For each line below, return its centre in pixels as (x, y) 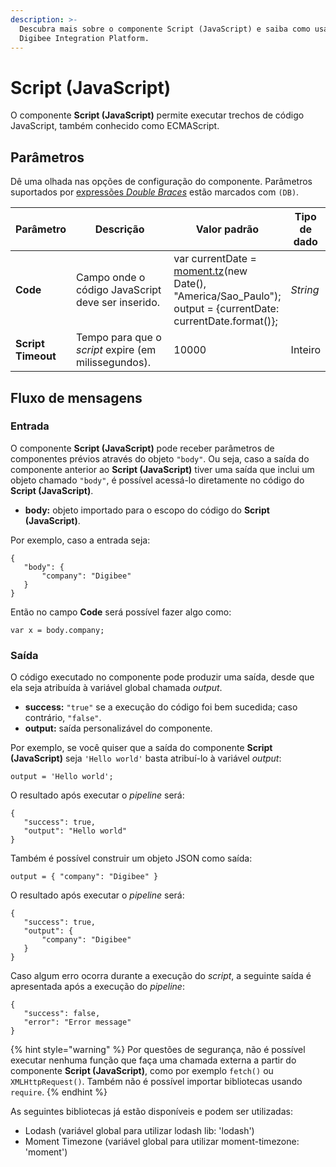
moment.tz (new (210, 271)
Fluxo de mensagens (76, 397)
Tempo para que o (118, 338)
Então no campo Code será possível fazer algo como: (121, 612)
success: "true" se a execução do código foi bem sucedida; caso (161, 707)
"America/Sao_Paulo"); (227, 296)
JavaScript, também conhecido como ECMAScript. (115, 126)
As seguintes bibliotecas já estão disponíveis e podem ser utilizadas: (151, 1112)
